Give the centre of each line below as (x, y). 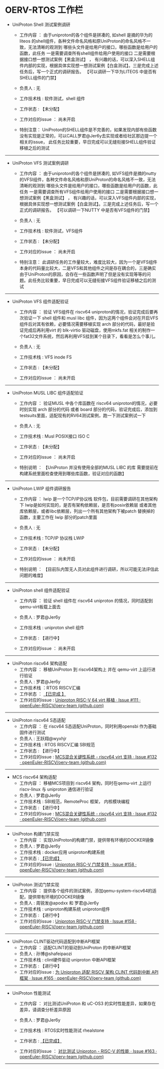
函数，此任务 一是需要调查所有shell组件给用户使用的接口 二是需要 (85, 53)
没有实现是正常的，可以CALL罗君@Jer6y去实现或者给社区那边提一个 (88, 135)
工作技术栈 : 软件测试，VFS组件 (51, 231)
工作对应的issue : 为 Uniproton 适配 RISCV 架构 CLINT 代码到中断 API (89, 972)
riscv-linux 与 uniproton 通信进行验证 (56, 789)
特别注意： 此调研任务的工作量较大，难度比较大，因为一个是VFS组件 (88, 262)
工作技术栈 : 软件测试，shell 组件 (52, 98)
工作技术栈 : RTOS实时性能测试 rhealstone (62, 1030)
